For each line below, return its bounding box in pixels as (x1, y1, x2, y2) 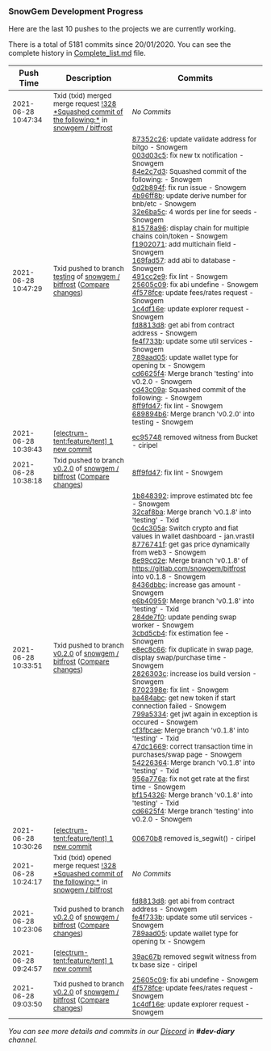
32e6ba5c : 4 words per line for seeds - (131, 208, 258, 217)
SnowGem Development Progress (8, 6, 144, 17)
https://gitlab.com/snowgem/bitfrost (131, 564, 246, 573)
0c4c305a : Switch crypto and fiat (131, 524, 239, 533)
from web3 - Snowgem (131, 548, 206, 557)
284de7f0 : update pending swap (131, 613, 237, 622)
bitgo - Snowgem (131, 143, 188, 152)
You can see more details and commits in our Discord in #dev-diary (8, 1027, 236, 1036)
